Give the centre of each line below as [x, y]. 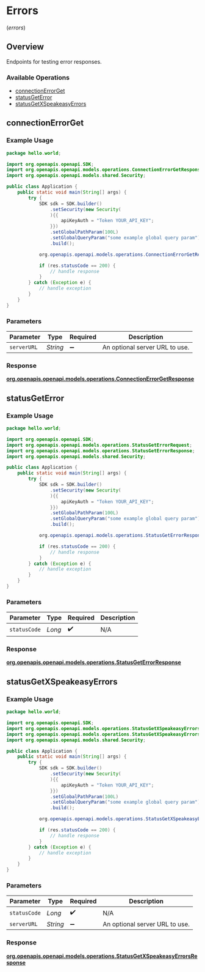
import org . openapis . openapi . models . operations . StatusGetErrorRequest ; [99, 445]
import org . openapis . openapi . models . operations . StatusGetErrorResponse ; [101, 450]
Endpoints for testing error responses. [54, 61]
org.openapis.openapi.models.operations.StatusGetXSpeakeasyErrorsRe [102, 956]
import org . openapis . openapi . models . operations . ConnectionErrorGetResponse [105, 170]
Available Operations [38, 77]
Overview [25, 47]
